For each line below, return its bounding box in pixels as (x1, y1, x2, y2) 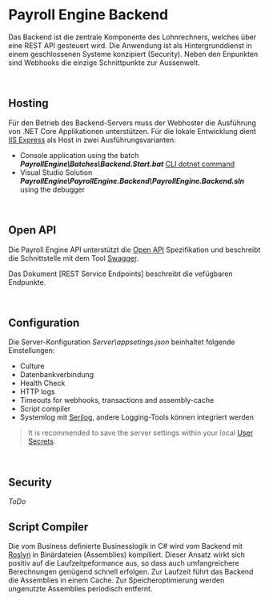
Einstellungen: (8, 346, 55, 355)
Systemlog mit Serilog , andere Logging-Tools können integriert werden (19, 412, 255, 422)
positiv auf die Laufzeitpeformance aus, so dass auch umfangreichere (8, 558, 239, 567)
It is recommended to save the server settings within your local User (27, 428, 254, 438)
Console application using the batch (19, 150, 139, 160)
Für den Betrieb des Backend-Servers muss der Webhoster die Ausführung (8, 118, 256, 128)
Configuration (8, 315, 80, 330)
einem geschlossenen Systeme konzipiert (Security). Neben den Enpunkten (8, 49, 259, 59)
